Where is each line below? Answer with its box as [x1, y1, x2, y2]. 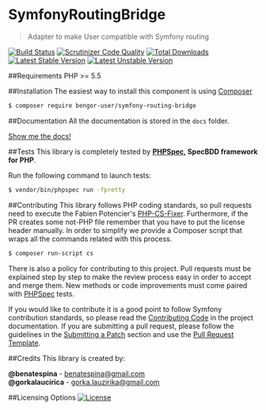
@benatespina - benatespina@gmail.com [8, 369, 145, 378]
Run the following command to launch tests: [8, 171, 152, 180]
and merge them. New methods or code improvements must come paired [8, 280, 248, 290]
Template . [8, 338, 41, 347]
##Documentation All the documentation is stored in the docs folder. [8, 116, 230, 125]
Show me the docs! [8, 131, 71, 140]
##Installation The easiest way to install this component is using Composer [8, 86, 253, 96]
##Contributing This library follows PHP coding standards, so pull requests [8, 200, 252, 209]
